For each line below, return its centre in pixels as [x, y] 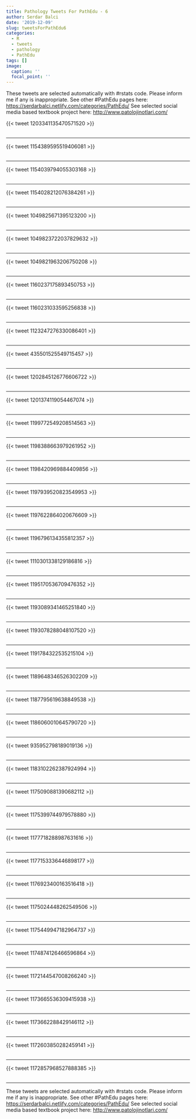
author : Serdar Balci [32, 17]
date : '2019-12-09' [30, 22]
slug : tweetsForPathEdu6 [36, 28]
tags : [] [17, 60]
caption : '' [26, 71]
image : [14, 66]
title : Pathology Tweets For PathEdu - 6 [57, 11]
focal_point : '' [31, 77]
